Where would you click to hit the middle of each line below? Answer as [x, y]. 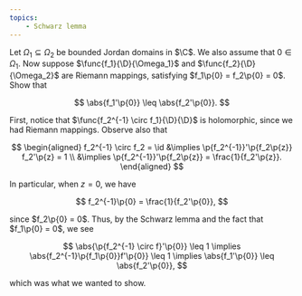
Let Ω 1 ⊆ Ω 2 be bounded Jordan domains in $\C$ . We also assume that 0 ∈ [151, 53]
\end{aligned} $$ [152, 167]
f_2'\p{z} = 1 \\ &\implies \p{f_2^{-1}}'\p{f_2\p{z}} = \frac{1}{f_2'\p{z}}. [152, 157]
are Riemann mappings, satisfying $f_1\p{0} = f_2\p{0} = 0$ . [174, 76]
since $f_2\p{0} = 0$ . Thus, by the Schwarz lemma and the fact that [137, 219]
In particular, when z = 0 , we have [73, 184]
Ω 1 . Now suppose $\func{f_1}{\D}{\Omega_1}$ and [103, 65]
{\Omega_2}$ [34, 76]
